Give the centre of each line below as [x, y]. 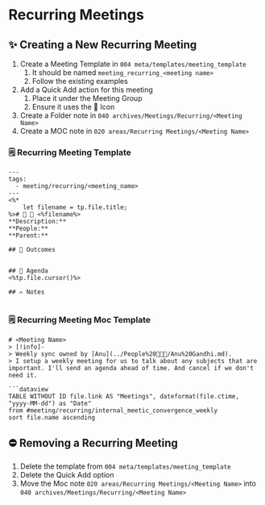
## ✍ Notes [27, 292]
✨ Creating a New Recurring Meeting [103, 45]
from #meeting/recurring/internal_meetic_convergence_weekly [113, 410]
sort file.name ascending [52, 417]
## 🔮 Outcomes [32, 250]
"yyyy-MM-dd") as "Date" [50, 403]
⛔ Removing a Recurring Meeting [93, 442]
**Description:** [37, 222]
